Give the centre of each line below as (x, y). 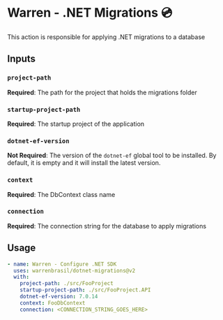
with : (22, 277)
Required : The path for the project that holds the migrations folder (102, 92)
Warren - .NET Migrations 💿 (90, 13)
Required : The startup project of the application (76, 124)
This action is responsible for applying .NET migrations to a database (106, 37)
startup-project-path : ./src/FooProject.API (85, 290)
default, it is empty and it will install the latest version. (84, 163)
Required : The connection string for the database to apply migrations (107, 226)
